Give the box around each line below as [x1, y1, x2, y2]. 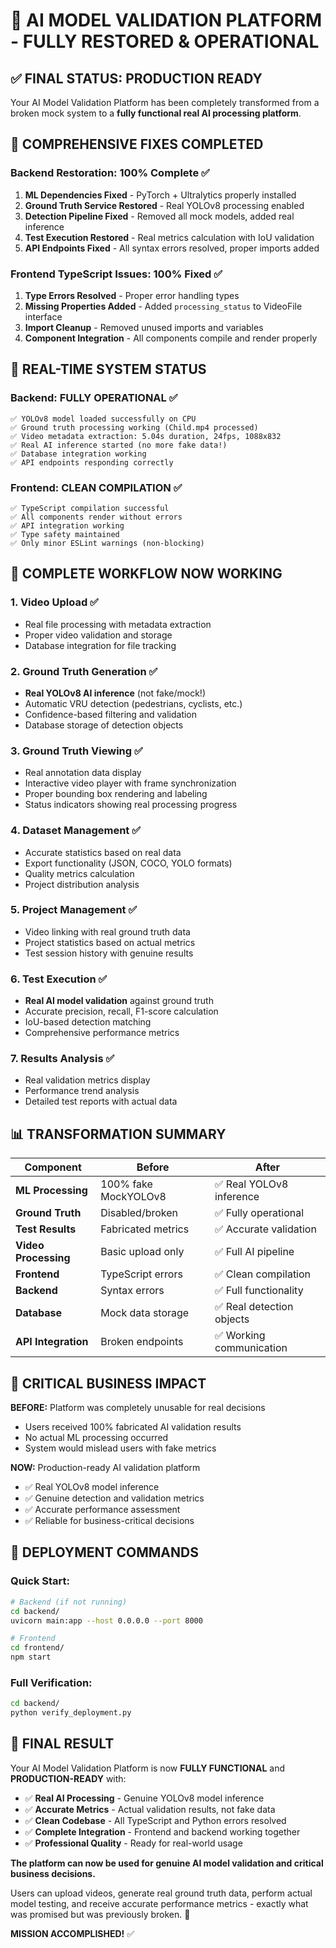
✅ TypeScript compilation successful [10, 503, 170, 513]
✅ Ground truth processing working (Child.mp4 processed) [10, 422, 259, 433]
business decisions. [10, 1867, 96, 1879]
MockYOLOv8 [100, 1190, 167, 1204]
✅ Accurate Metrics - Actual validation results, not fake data [24, 1803, 276, 1815]
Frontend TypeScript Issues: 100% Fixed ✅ [10, 267, 223, 281]
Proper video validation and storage [24, 629, 173, 641]
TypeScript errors [100, 1267, 183, 1281]
